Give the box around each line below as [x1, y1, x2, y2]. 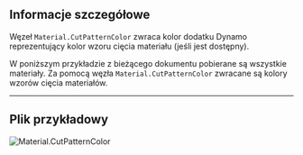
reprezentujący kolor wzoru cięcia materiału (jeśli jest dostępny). [9, 41, 250, 51]
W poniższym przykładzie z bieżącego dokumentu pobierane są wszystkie [9, 58, 287, 68]
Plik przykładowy [9, 112, 109, 127]
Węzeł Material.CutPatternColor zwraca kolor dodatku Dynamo [9, 31, 248, 41]
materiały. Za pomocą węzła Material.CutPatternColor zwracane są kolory [9, 68, 288, 78]
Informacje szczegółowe [9, 7, 151, 23]
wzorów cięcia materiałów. [9, 77, 108, 88]
